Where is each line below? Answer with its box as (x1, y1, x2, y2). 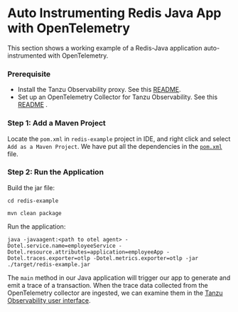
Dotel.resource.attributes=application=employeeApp (7, 248, 163, 256)
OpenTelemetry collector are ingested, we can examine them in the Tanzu (7, 288, 223, 297)
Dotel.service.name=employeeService (7, 242, 116, 249)
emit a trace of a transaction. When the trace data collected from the (7, 281, 208, 289)
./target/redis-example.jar (7, 261, 91, 268)
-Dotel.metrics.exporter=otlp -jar (93, 254, 199, 261)
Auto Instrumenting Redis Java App (7, 5, 222, 21)
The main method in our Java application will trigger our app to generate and (7, 273, 231, 282)
